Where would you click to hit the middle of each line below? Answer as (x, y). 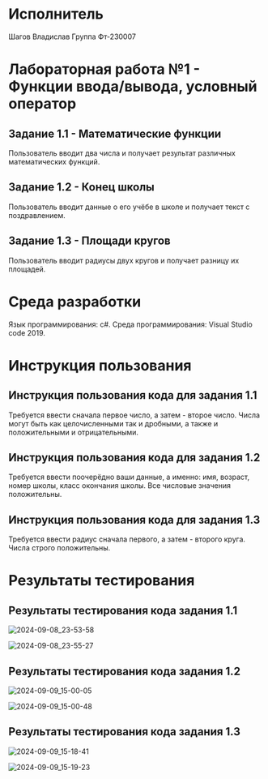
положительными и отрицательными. (74, 432)
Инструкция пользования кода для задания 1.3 (134, 520)
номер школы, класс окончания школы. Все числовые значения (119, 486)
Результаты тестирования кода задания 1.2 (125, 671)
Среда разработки (75, 302)
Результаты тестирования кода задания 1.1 (123, 610)
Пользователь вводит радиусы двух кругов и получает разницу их (124, 260)
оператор (43, 104)
